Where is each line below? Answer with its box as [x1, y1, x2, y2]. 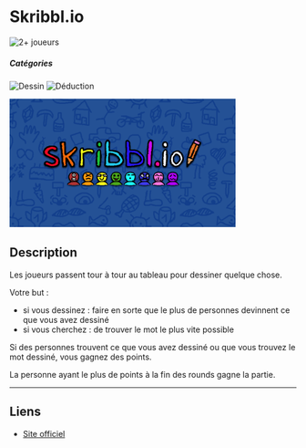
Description [9, 245, 77, 261]
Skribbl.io [9, 6, 85, 27]
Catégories [9, 57, 53, 68]
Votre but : [9, 287, 49, 297]
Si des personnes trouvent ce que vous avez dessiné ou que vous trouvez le [9, 341, 296, 352]
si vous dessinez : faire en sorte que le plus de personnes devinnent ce [22, 304, 291, 316]
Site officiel [22, 428, 66, 439]
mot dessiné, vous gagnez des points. [9, 351, 152, 362]
